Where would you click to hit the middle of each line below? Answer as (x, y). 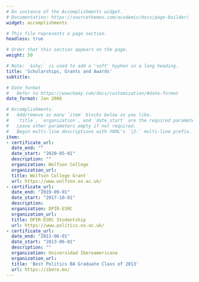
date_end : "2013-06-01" (41, 236)
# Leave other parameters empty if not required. (71, 126)
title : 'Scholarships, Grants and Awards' (59, 71)
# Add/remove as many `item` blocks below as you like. (79, 115)
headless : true (25, 39)
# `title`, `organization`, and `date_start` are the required (88, 121)
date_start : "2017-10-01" (44, 198)
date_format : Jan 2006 (34, 99)
